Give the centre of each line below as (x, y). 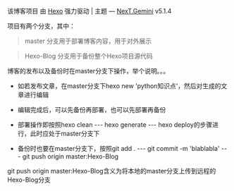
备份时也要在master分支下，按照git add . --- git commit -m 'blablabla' (118, 148)
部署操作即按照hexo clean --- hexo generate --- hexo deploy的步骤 (115, 125)
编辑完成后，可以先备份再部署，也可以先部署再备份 (92, 110)
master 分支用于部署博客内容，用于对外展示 (88, 41)
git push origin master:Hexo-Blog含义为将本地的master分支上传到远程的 (112, 171)
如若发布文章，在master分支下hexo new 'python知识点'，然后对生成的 (119, 86)
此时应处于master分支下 (65, 134)
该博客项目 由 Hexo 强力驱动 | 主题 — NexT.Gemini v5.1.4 (90, 11)
